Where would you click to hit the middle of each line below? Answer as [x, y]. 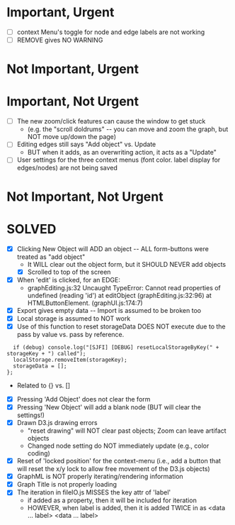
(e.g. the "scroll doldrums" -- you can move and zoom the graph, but [128, 129]
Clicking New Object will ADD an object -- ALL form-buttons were [113, 248]
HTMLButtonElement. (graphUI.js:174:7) [85, 303]
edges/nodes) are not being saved [67, 168]
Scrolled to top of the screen [69, 272]
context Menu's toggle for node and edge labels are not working [111, 32]
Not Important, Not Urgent [85, 197]
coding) [39, 453]
